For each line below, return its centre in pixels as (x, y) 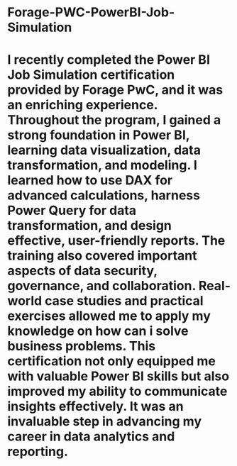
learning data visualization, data (104, 150)
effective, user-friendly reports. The (116, 241)
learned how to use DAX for (90, 181)
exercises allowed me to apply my (109, 316)
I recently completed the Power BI (109, 60)
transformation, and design (90, 226)
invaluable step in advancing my (105, 422)
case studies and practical (124, 301)
